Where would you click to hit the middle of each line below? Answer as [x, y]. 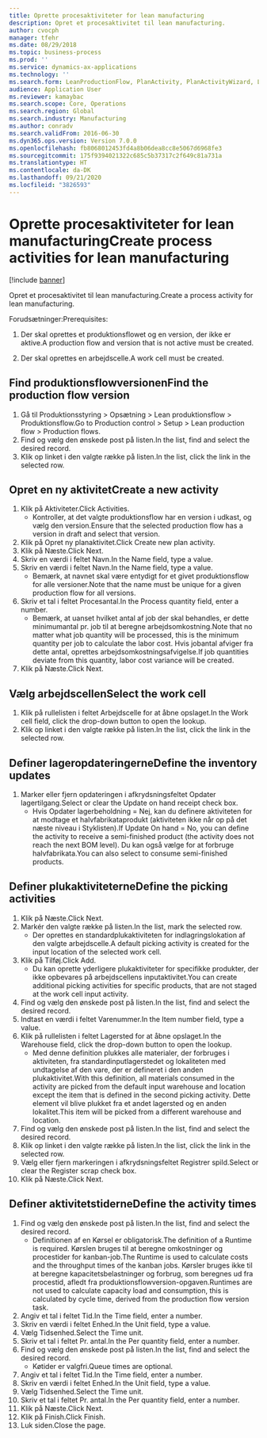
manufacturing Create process [111, 240]
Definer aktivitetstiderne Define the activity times [133, 1204]
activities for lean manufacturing [119, 257]
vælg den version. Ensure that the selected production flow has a [138, 526]
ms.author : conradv [41, 126]
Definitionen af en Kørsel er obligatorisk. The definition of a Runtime [142, 1240]
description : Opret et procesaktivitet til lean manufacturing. [117, 23]
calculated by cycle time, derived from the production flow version [141, 1299]
